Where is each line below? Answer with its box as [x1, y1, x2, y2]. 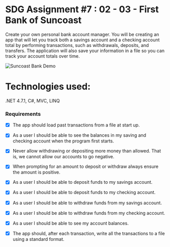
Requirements [5, 110, 41, 117]
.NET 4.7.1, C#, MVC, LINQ [5, 97, 60, 104]
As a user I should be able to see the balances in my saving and [12, 132, 147, 138]
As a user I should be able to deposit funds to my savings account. [12, 179, 153, 185]
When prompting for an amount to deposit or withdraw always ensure [12, 163, 159, 169]
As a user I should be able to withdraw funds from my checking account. [12, 210, 165, 216]
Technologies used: [5, 81, 91, 92]
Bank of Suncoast [5, 14, 82, 26]
